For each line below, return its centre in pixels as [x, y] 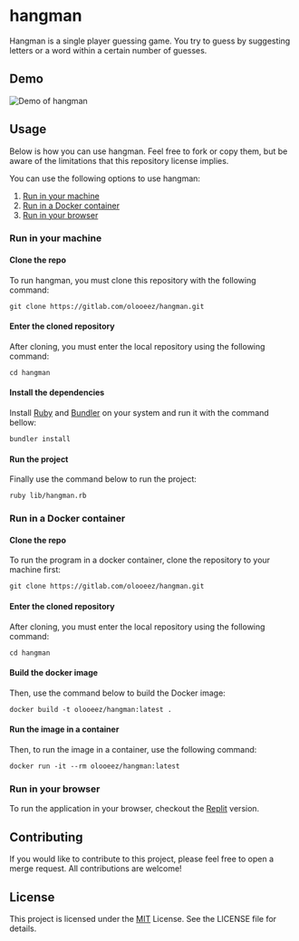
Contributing [46, 837]
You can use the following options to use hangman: [105, 178]
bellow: [23, 423]
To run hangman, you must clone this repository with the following [133, 280]
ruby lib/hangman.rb [48, 496]
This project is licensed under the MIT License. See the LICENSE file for [143, 918]
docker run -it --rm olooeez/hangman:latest [95, 766]
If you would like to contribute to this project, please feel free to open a [142, 859]
